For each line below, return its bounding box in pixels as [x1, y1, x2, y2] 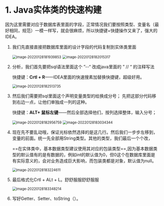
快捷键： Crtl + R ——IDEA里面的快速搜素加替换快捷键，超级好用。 [12, 74, 145, 80]
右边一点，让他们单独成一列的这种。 [16, 99, 89, 105]
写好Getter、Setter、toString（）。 [12, 195, 81, 201]
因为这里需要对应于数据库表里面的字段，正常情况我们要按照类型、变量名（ [5, 21, 155, 27]
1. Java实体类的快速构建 [5, 4, 102, 16]
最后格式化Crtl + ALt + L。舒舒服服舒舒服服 [12, 176, 99, 183]
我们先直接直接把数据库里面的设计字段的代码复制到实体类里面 [12, 44, 137, 50]
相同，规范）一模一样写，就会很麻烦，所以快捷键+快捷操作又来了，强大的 [9, 27, 158, 33]
